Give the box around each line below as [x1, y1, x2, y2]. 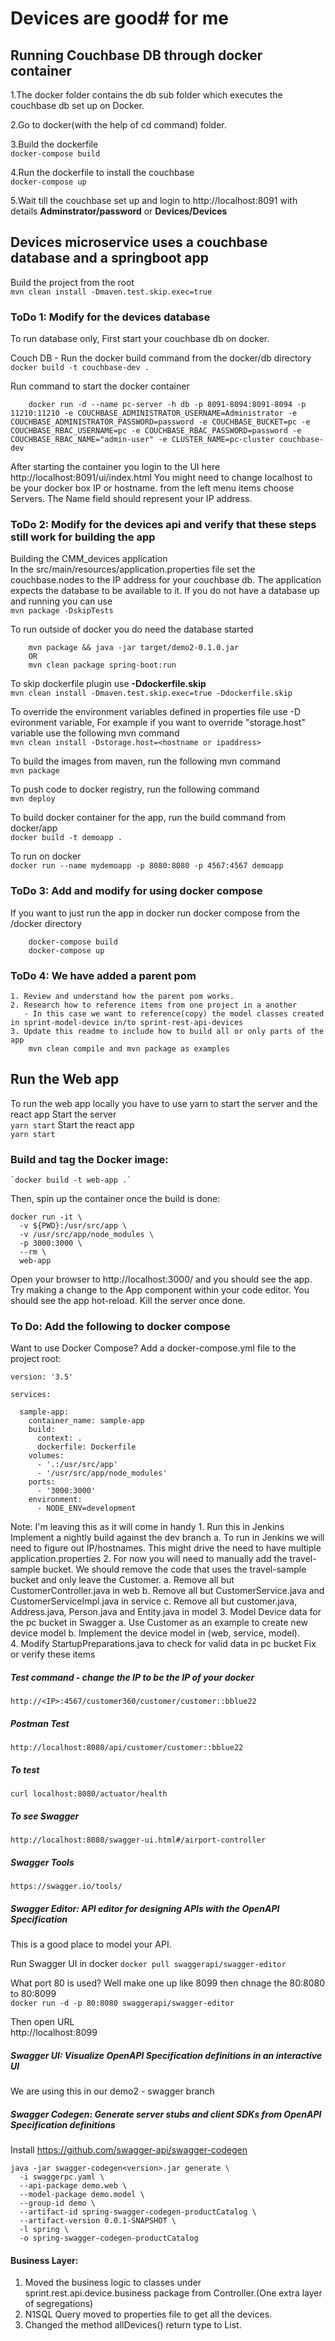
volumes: [28, 1451, 65, 1461]
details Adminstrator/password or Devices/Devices [10, 205, 228, 217]
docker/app [10, 822, 58, 834]
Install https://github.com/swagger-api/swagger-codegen [10, 2144, 248, 2156]
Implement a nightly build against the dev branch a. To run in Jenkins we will [10, 1532, 325, 1544]
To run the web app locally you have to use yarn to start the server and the [10, 1097, 318, 1109]
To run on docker [10, 850, 82, 862]
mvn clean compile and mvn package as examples [28, 1044, 230, 1054]
